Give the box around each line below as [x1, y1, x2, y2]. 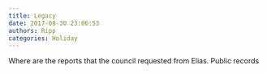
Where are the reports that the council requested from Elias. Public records [8, 56, 260, 66]
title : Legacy [8, 11, 57, 20]
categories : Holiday [8, 34, 79, 43]
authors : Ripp [8, 26, 57, 34]
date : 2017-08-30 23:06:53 [8, 19, 100, 27]
